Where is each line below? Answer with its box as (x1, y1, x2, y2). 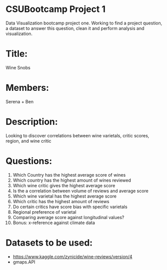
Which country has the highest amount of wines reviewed (12, 177, 131, 183)
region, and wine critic (5, 138, 52, 144)
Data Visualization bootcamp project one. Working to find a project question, (5, 20, 163, 26)
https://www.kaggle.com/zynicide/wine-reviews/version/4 (12, 254, 133, 260)
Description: (5, 116, 58, 127)
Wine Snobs (5, 64, 31, 70)
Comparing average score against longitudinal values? (12, 214, 125, 220)
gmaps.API (12, 259, 35, 265)
